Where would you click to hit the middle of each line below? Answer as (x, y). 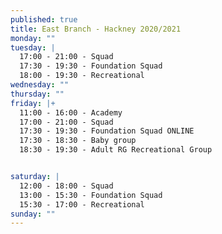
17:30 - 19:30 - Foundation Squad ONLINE (107, 131)
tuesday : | (33, 47)
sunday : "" (33, 214)
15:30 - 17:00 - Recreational (82, 204)
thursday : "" (37, 94)
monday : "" (33, 38)
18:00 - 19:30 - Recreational (82, 76)
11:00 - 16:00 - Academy (71, 112)
